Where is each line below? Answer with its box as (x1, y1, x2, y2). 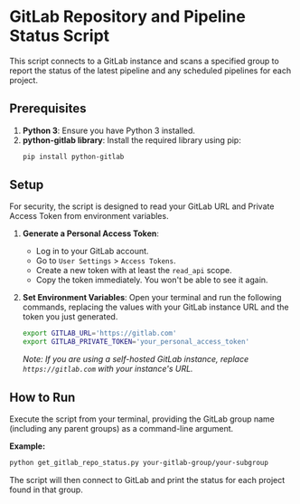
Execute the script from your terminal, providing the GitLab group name (9, 414, 276, 424)
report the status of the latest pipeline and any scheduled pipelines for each (9, 65, 292, 76)
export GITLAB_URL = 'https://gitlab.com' (22, 328, 177, 338)
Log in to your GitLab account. (35, 246, 149, 257)
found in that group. (9, 484, 83, 495)
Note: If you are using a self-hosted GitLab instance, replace (22, 354, 249, 365)
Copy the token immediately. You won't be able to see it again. (35, 274, 268, 286)
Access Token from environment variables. (9, 211, 169, 222)
